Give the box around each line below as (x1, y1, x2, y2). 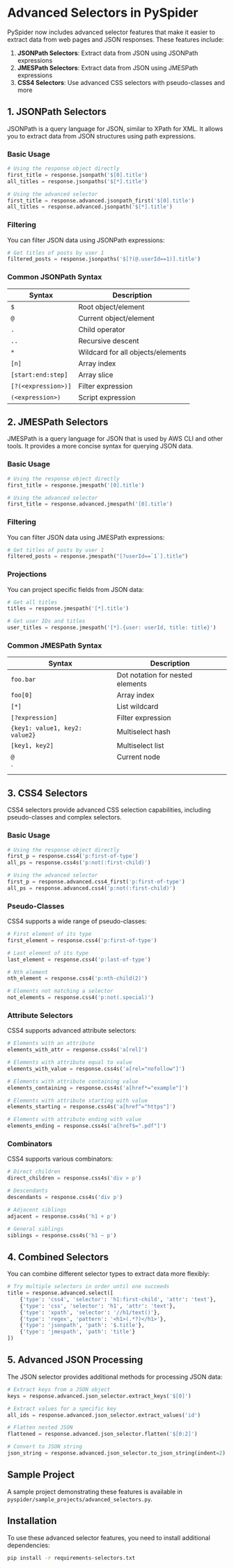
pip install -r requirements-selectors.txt (7, 1554, 136, 1561)
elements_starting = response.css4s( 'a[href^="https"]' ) (7, 1104, 176, 1111)
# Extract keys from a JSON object (7, 1386, 111, 1393)
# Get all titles (7, 599, 58, 606)
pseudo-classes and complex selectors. (7, 813, 122, 822)
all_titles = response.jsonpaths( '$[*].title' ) (7, 178, 148, 185)
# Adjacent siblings (7, 1206, 68, 1213)
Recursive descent (78, 336, 139, 345)
